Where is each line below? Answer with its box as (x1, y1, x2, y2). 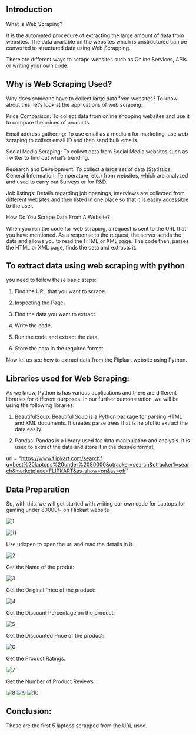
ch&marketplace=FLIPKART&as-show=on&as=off (6, 467, 127, 474)
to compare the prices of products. (6, 119, 91, 126)
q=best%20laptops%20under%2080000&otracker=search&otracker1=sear (6, 461, 190, 468)
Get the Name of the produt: (6, 563, 75, 571)
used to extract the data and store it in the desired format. (14, 444, 155, 451)
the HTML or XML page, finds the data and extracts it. (6, 244, 137, 251)
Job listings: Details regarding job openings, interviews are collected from (6, 189, 185, 196)
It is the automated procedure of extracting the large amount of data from (6, 32, 184, 39)
